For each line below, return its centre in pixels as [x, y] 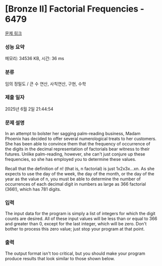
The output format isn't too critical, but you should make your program [75, 253]
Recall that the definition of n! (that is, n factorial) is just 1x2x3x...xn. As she [80, 169]
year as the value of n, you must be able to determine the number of [73, 179]
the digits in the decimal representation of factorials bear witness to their [77, 149]
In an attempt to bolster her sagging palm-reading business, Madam [73, 134]
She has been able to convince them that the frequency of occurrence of [78, 144]
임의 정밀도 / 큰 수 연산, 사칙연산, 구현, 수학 [45, 84]
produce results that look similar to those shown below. [60, 258]
